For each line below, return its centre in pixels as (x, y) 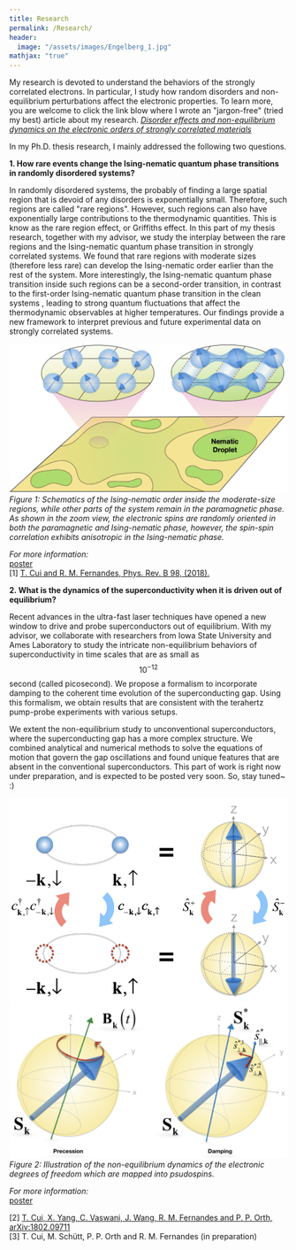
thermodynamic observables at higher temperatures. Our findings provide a (147, 312)
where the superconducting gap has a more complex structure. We (131, 738)
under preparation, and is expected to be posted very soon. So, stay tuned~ (147, 775)
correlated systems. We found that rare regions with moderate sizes (133, 256)
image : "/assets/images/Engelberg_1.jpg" (95, 47)
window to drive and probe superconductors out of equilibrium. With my (140, 626)
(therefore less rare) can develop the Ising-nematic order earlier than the (141, 266)
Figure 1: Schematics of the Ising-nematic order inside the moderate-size (142, 499)
